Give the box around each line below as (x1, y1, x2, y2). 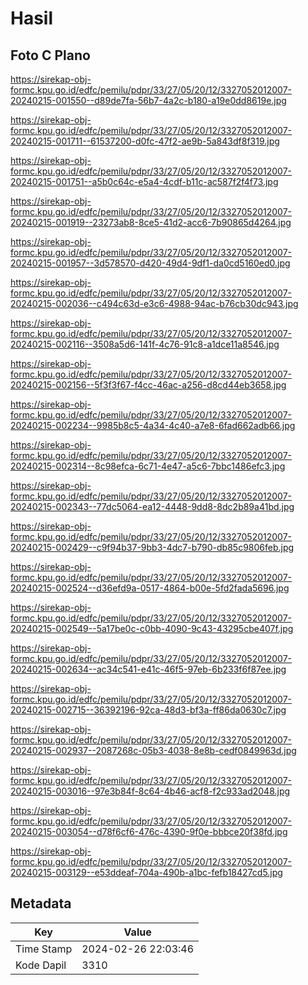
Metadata (10, 895, 72, 912)
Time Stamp (15, 942, 73, 956)
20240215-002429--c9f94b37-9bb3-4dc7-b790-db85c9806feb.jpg (10, 542, 295, 553)
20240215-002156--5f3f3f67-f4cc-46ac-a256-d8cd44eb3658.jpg (10, 379, 287, 391)
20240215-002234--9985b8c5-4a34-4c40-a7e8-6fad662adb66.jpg (10, 420, 296, 431)
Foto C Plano (10, 47, 91, 64)
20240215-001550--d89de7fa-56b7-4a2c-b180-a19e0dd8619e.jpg (10, 95, 287, 106)
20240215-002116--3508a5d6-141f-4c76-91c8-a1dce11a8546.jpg (10, 338, 280, 350)
